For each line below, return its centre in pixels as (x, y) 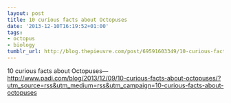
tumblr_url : (24, 52)
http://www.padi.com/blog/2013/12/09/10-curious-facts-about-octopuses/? (114, 78)
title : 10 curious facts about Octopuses (67, 20)
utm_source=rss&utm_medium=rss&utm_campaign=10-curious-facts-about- (115, 85)
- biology (21, 45)
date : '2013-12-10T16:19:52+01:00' (58, 26)
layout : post (26, 13)
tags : (15, 32)
